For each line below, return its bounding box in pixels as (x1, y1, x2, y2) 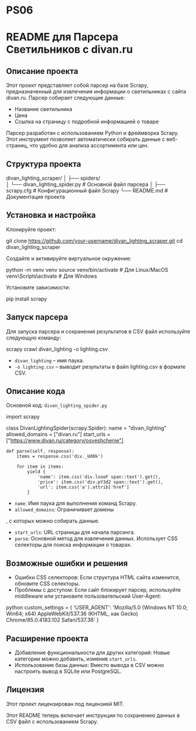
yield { (27, 469, 46, 475)
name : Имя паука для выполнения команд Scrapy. (14, 500, 137, 507)
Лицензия (6, 685, 44, 695)
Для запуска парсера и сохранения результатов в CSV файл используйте (6, 328, 191, 335)
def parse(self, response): (6, 449, 75, 454)
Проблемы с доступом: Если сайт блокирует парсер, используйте (14, 587, 181, 594)
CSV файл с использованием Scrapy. (6, 717, 98, 725)
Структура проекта (6, 159, 81, 169)
